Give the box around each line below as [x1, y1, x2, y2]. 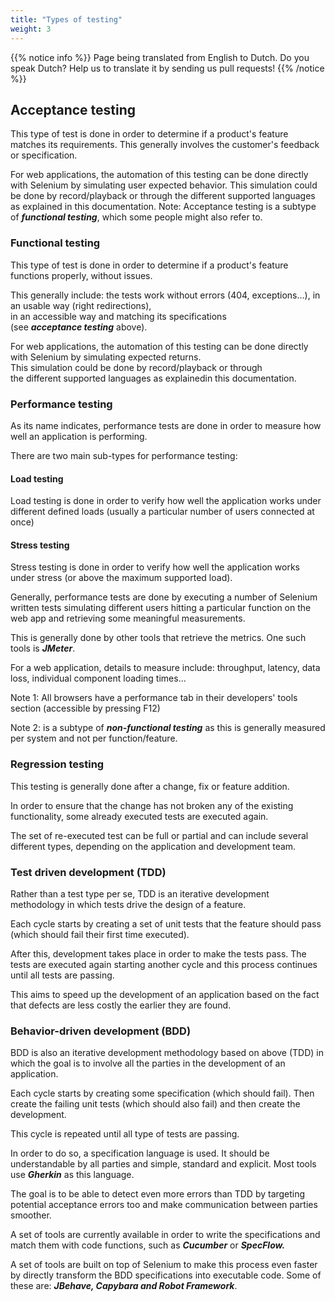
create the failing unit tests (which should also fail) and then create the [10, 1098, 301, 1110]
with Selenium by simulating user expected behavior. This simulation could [10, 179, 318, 191]
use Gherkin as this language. [10, 1169, 135, 1181]
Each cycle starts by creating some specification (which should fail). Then [10, 1087, 315, 1100]
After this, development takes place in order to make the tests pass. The [10, 947, 307, 960]
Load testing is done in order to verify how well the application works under [10, 495, 322, 507]
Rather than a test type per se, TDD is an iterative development [10, 887, 270, 900]
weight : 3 [10, 24, 52, 34]
